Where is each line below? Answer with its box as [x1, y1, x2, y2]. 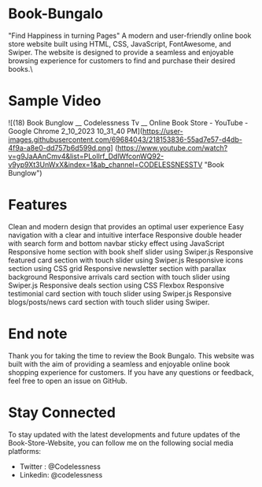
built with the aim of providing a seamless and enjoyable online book [8, 359, 231, 369]
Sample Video [8, 92, 101, 110]
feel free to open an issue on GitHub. [8, 376, 127, 385]
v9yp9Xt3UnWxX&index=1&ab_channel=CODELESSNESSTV [8, 159, 203, 169]
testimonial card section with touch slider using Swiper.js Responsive [8, 288, 232, 298]
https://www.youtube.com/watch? [117, 143, 228, 152]
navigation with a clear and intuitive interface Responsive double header [8, 230, 242, 240]
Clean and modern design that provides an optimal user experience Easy [8, 221, 244, 231]
